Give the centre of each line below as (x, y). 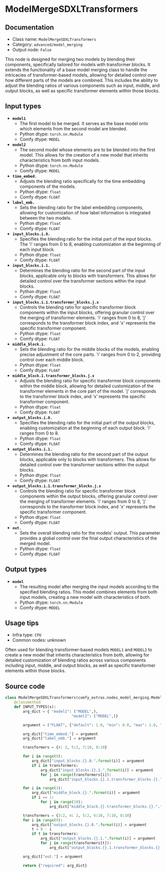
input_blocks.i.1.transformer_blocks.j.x (55, 302)
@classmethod (27, 703)
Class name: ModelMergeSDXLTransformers (54, 39)
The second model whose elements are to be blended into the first (87, 150)
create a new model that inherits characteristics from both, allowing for (77, 655)
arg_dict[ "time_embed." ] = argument (61, 734)
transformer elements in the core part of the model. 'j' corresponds (88, 391)
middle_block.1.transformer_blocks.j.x (53, 376)
